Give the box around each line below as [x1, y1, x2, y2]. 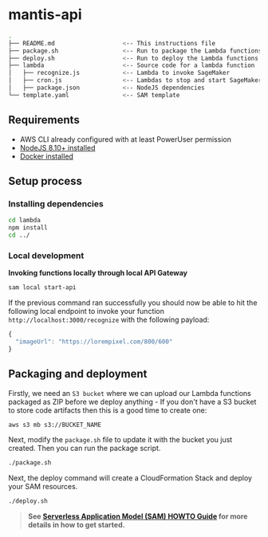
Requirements [8, 113, 80, 127]
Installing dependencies [8, 198, 104, 209]
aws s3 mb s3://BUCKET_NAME [8, 421, 102, 429]
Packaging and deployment [8, 367, 148, 381]
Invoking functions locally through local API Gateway [8, 268, 188, 278]
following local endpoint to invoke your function [8, 307, 165, 316]
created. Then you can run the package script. [8, 444, 161, 453]
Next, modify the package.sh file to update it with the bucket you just [8, 435, 233, 445]
